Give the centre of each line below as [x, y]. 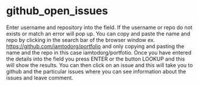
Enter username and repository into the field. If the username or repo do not [99, 27]
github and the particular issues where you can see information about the [96, 71]
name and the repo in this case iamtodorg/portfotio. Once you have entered [99, 52]
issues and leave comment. [40, 78]
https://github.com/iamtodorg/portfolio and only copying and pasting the [95, 46]
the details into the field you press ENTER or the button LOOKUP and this [96, 59]
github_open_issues [57, 11]
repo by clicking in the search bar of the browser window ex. [81, 40]
